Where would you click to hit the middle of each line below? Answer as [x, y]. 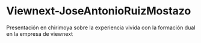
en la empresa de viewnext [40, 33]
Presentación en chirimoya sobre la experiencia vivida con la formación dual [101, 27]
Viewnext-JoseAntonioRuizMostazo [99, 11]
